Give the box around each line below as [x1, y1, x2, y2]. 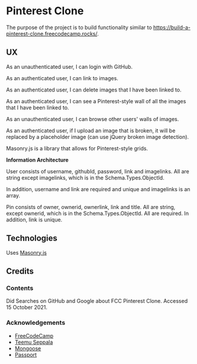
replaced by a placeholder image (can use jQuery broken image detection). [6, 133, 189, 140]
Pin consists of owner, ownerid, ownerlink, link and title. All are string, [6, 203, 176, 210]
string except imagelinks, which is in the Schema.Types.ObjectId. [6, 174, 164, 181]
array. [6, 192, 21, 199]
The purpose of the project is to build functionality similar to [6, 24, 152, 31]
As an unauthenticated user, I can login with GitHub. [6, 63, 133, 70]
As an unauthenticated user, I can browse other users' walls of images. [6, 115, 179, 122]
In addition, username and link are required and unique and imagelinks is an [6, 185, 190, 192]
